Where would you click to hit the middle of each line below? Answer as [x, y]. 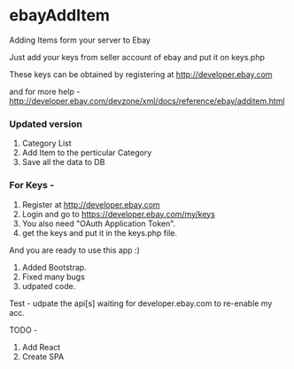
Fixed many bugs [54, 277]
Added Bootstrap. [54, 267]
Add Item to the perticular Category [87, 153]
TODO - [23, 330]
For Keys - [32, 185]
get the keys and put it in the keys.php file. [100, 232]
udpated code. [49, 286]
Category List [47, 144]
